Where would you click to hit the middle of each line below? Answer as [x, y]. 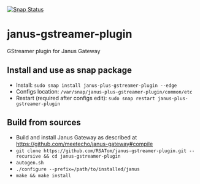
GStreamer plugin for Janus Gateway [54, 51]
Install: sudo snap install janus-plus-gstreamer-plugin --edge [96, 85]
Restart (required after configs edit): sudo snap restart [85, 98]
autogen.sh [30, 163]
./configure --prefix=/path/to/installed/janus [78, 169]
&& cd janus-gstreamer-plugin [82, 156]
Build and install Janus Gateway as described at [76, 137]
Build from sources [44, 123]
